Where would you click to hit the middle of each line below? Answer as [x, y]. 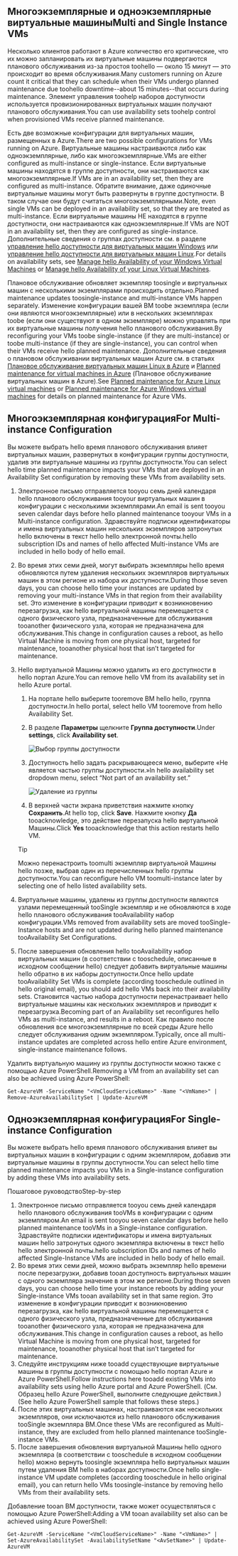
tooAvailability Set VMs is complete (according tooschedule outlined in [121, 981]
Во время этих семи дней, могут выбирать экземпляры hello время [121, 565]
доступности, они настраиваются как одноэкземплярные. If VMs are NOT [118, 223]
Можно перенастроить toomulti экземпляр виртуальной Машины [117, 863]
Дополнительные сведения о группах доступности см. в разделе [107, 238]
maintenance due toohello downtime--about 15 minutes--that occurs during [118, 89]
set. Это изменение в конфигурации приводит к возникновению [115, 603]
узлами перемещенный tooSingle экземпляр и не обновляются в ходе [124, 907]
